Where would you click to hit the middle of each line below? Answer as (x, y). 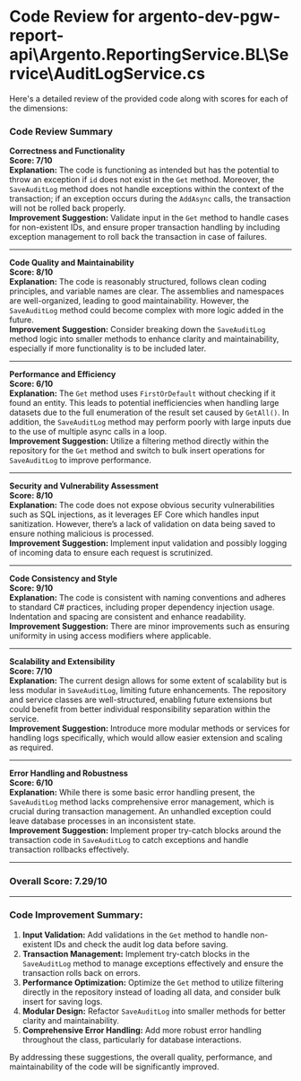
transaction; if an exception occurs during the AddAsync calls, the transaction (150, 198)
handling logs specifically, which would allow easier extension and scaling (146, 738)
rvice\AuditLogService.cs (107, 74)
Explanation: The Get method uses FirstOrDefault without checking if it (142, 393)
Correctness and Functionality (67, 151)
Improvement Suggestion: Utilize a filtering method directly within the (139, 441)
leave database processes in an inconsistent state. (103, 821)
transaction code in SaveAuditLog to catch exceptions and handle (129, 840)
